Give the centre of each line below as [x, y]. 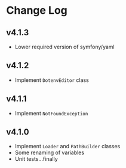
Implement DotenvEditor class [52, 80]
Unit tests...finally [36, 159]
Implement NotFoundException [51, 113]
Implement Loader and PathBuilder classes [67, 146]
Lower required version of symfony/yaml [64, 47]
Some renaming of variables [50, 152]
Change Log [37, 10]
